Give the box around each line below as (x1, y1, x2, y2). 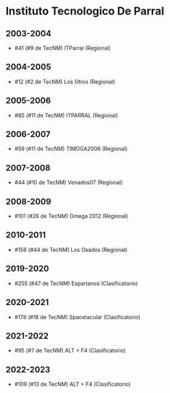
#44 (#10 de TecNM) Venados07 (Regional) (14, 179, 123, 186)
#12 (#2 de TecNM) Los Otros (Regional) (14, 78, 116, 85)
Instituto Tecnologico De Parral (5, 4, 165, 18)
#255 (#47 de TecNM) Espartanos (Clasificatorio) (14, 280, 138, 287)
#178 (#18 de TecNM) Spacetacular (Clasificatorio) (14, 313, 140, 320)
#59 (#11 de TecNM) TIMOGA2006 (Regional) (14, 145, 128, 153)
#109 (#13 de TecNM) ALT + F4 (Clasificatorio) (14, 380, 131, 388)
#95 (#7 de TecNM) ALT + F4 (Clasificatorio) (14, 347, 126, 354)
